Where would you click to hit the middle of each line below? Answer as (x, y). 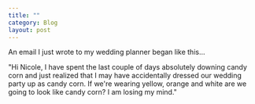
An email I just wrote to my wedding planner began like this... (107, 52)
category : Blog (33, 23)
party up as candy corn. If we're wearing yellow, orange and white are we (128, 84)
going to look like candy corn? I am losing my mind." (92, 92)
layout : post (30, 30)
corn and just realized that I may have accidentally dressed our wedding (125, 76)
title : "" (24, 15)
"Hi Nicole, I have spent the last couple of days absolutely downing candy (128, 67)
